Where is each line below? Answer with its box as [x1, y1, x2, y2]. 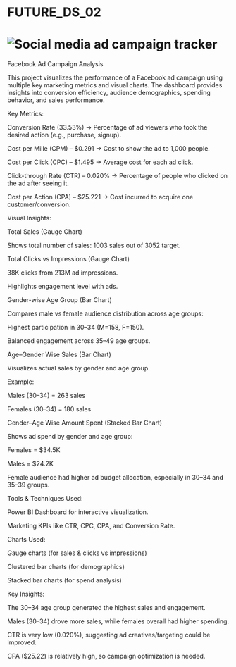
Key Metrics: [7, 110, 44, 118]
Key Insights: [7, 590, 45, 599]
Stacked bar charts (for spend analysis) [7, 576, 122, 585]
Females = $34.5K [7, 446, 61, 454]
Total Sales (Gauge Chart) [7, 227, 82, 236]
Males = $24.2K [7, 459, 54, 468]
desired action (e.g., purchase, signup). [7, 131, 122, 139]
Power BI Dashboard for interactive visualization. [7, 508, 149, 516]
